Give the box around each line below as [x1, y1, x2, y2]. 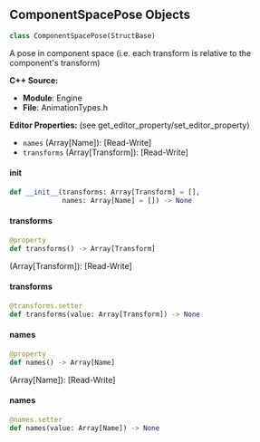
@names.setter [9, 415, 63, 424]
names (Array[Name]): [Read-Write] [22, 137, 152, 148]
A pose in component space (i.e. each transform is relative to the [9, 47, 252, 58]
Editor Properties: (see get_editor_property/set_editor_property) [9, 120, 251, 130]
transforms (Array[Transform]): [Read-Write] [22, 147, 188, 158]
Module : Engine [22, 92, 83, 103]
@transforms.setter [9, 301, 83, 311]
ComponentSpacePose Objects [9, 7, 191, 23]
